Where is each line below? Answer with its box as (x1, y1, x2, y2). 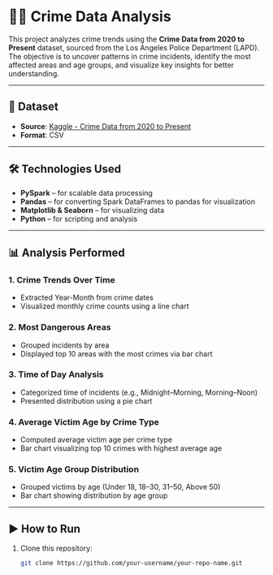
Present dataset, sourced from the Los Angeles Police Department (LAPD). (8, 42, 260, 52)
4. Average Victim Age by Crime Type (8, 416, 160, 427)
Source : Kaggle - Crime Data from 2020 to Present (19, 121, 192, 131)
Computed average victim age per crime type (19, 434, 173, 445)
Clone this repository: (19, 543, 93, 553)
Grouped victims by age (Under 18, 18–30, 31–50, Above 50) (19, 482, 221, 492)
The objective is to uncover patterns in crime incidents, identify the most (8, 51, 252, 61)
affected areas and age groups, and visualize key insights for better (8, 60, 234, 70)
